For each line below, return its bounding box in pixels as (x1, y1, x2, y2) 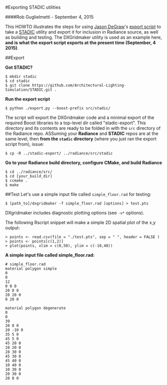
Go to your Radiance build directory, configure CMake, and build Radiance (5, 160, 162, 165)
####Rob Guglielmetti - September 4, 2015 (5, 14, 94, 20)
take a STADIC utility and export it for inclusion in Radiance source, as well (5, 29, 158, 35)
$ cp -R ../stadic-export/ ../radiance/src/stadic (5, 151, 113, 156)
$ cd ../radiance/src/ (5, 169, 52, 174)
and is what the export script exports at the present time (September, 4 (5, 40, 156, 46)
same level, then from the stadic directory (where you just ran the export (5, 136, 156, 142)
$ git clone (5, 83, 30, 88)
